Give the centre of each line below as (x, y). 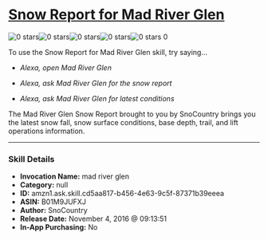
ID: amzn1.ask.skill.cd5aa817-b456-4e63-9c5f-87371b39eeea (122, 194)
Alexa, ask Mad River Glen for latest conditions (97, 98)
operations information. (47, 131)
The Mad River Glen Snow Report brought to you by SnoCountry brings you (132, 114)
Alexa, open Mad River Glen (65, 67)
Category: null (44, 185)
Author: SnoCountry (53, 210)
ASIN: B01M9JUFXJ (53, 202)
